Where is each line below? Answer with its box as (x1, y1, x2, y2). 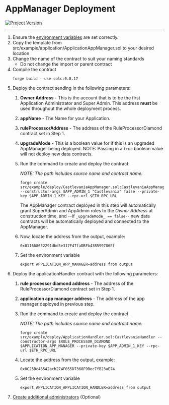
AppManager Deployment (5, 3, 116, 15)
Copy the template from (12, 39, 62, 45)
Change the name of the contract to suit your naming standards (12, 55, 144, 62)
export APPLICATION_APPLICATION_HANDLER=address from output (20, 385, 151, 390)
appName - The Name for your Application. (20, 115, 111, 121)
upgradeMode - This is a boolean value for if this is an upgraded (20, 140, 155, 146)
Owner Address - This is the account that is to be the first (20, 94, 141, 101)
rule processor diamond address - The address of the (20, 280, 134, 286)
